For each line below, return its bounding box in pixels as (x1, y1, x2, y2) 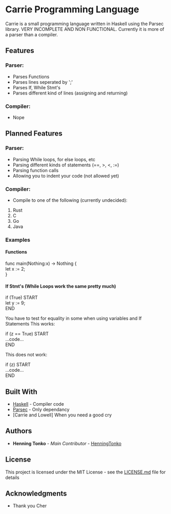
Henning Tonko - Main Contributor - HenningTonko (12, 440, 122, 446)
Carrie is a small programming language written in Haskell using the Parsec (5, 21, 164, 27)
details (5, 474, 19, 481)
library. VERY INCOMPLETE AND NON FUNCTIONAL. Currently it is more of (5, 26, 165, 32)
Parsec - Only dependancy (12, 407, 70, 413)
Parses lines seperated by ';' (12, 79, 73, 85)
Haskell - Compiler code (12, 401, 64, 407)
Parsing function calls (12, 167, 59, 173)
